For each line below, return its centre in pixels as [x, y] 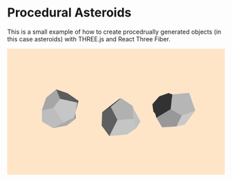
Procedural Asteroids [69, 13]
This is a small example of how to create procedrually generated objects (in [114, 32]
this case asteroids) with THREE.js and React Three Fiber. [89, 39]
